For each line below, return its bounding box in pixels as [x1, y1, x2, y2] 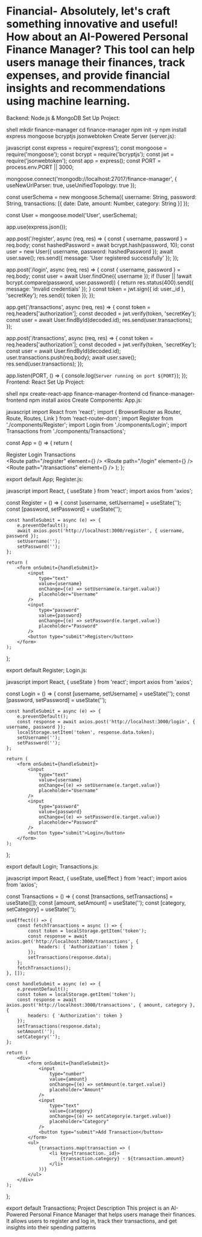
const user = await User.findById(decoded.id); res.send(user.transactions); [6, 316, 192, 323]
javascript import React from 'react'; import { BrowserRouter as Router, [6, 408, 182, 415]
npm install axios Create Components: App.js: [29, 396, 143, 404]
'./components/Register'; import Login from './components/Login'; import [6, 421, 187, 428]
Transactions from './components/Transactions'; [6, 427, 126, 435]
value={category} [49, 1107, 93, 1114]
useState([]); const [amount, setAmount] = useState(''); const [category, [6, 899, 186, 906]
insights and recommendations [6, 82, 166, 95]
